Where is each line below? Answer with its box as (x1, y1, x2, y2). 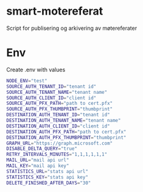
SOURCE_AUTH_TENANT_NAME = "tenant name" (6, 89, 108, 95)
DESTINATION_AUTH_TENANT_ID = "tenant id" (6, 112, 111, 118)
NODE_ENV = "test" (6, 77, 47, 84)
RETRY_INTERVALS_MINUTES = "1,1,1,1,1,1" (6, 151, 108, 158)
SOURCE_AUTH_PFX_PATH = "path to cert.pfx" (6, 101, 113, 107)
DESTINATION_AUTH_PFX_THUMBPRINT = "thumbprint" (6, 134, 127, 141)
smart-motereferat (6, 4, 103, 18)
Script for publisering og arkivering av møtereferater (6, 24, 138, 32)
